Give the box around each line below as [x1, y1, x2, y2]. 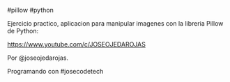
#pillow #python [7, 6, 54, 14]
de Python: [7, 27, 39, 35]
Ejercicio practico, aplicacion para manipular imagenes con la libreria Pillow [7, 19, 224, 27]
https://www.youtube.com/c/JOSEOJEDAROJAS [7, 40, 146, 48]
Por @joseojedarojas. [7, 54, 68, 62]
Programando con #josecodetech [7, 67, 104, 75]
